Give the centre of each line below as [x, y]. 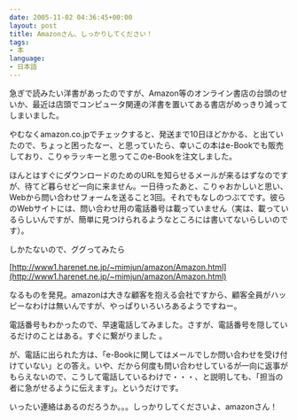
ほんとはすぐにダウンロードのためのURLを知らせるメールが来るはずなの [141, 175]
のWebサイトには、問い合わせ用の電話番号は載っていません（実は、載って [145, 208]
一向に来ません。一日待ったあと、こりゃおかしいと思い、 [183, 186]
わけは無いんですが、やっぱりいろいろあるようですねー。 [137, 306]
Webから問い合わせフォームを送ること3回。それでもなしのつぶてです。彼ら [148, 197]
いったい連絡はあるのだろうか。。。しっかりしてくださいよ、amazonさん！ [143, 406]
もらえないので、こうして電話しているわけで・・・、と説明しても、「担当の [146, 377]
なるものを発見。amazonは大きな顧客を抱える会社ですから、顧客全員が [140, 294]
